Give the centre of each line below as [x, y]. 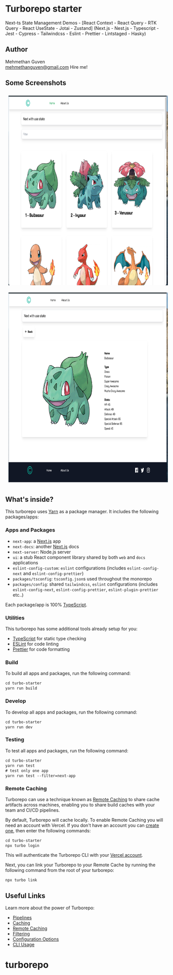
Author [16, 49]
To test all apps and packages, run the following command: [67, 750]
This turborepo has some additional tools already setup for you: [71, 629]
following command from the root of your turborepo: [60, 870]
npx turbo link [21, 880]
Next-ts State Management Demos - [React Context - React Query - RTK [81, 23]
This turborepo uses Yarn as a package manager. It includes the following [82, 512]
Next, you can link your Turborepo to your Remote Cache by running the [80, 865]
